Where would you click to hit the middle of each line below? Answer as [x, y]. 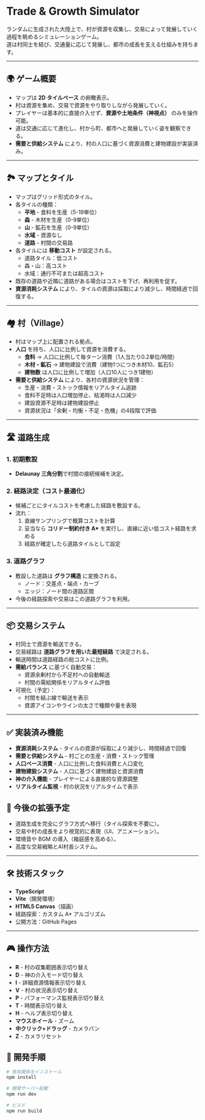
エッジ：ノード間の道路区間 [59, 591]
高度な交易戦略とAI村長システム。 [58, 847]
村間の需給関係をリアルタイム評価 [67, 683]
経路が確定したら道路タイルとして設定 [72, 544]
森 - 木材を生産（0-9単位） [58, 219]
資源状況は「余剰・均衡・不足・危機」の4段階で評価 [90, 411]
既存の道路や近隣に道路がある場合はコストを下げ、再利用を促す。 [98, 281]
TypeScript [30, 891]
